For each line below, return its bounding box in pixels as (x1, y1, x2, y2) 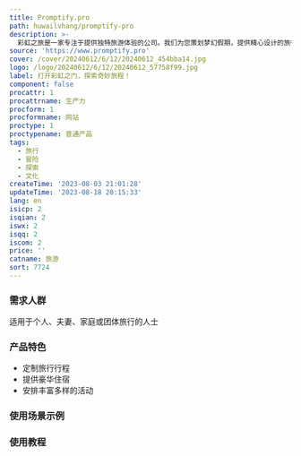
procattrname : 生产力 (9, 96, 86, 106)
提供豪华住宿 (21, 374, 70, 385)
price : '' (9, 246, 47, 255)
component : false (9, 80, 74, 89)
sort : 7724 (9, 263, 50, 272)
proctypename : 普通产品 (9, 130, 92, 139)
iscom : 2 (9, 238, 42, 247)
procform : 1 (9, 105, 54, 114)
